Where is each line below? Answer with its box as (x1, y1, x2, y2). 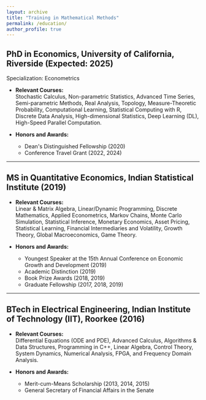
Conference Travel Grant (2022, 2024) (24, 149, 122, 157)
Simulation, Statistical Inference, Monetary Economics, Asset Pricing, (15, 218, 190, 225)
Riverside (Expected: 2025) (6, 58, 113, 69)
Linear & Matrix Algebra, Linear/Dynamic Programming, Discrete (15, 205, 178, 212)
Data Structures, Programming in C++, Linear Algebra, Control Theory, (15, 343, 194, 350)
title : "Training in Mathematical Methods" (6, 15, 120, 21)
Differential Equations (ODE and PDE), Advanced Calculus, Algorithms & (15, 336, 197, 344)
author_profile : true (6, 26, 62, 32)
